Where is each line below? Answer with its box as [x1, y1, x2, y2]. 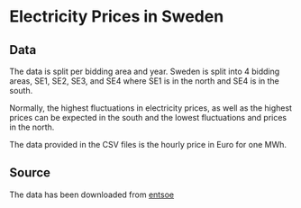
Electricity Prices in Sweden [9, 6, 224, 27]
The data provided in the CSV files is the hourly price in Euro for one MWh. [9, 140, 287, 149]
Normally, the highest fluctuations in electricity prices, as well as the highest [9, 103, 293, 113]
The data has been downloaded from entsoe [9, 189, 174, 200]
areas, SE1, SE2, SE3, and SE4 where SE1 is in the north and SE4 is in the [9, 76, 279, 86]
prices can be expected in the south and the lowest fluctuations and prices [9, 113, 287, 122]
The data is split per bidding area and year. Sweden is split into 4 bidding [9, 66, 280, 77]
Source [9, 165, 51, 181]
